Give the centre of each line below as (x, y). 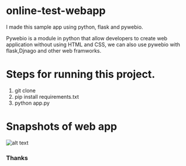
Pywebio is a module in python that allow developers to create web (87, 38)
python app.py (32, 103)
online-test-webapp (56, 11)
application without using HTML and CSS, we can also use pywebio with (93, 44)
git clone (25, 90)
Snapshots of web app (62, 127)
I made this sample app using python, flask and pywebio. (75, 27)
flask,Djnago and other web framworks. (54, 50)
